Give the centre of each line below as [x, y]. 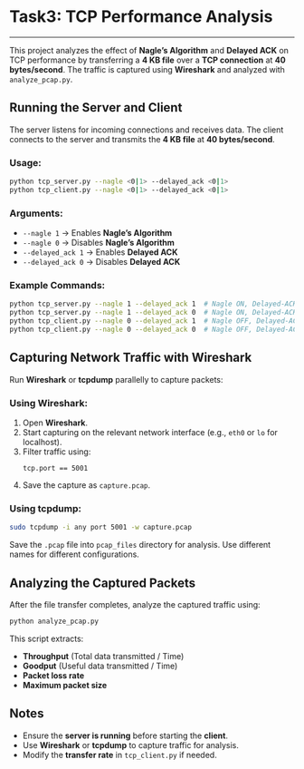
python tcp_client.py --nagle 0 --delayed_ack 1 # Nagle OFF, [131, 321]
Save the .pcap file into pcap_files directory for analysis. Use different [140, 545]
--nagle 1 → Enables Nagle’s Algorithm [97, 233]
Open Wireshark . [55, 423]
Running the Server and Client [96, 107]
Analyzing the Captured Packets [103, 583]
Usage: [26, 162]
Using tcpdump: [45, 508]
